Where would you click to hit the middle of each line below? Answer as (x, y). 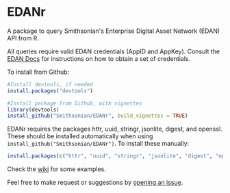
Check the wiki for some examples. (56, 169)
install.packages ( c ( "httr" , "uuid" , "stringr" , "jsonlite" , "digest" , (110, 156)
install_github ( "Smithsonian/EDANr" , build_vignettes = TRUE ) (98, 116)
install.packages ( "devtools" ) (50, 91)
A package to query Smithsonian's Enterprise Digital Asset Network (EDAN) (114, 31)
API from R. (23, 38)
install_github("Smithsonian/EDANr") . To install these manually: (98, 144)
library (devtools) (33, 110)
